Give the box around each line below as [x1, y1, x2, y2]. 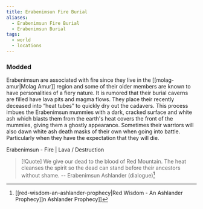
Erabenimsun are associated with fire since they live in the [6, 76, 151, 84]
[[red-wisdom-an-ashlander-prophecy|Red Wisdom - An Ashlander [14, 189, 183, 196]
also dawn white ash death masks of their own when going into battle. [6, 128, 181, 135]
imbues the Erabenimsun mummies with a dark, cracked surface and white [6, 108, 192, 116]
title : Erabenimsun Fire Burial [6, 8, 88, 15]
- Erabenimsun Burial [11, 25, 66, 32]
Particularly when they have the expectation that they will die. [6, 134, 159, 142]
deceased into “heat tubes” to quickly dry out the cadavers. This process [6, 102, 188, 110]
